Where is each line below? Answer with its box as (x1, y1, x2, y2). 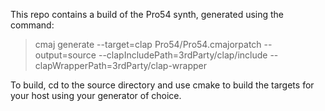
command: (10, 19, 55, 31)
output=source (34, 49, 97, 61)
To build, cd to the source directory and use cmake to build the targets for (10, 79, 315, 91)
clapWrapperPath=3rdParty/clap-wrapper (34, 60, 208, 71)
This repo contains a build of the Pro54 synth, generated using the (10, 9, 285, 20)
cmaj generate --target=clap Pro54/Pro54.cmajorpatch (34, 39, 262, 50)
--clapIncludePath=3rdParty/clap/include (98, 49, 268, 61)
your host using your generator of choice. (10, 90, 182, 101)
